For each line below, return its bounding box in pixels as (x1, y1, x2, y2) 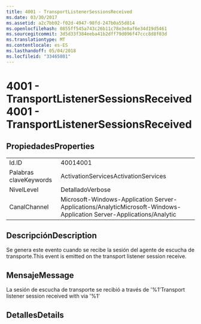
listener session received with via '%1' (6, 292, 100, 300)
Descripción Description (6, 230, 98, 241)
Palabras (9, 168, 34, 176)
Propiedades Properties (6, 142, 95, 152)
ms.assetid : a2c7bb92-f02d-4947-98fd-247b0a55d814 (6, 20, 135, 26)
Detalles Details (6, 310, 65, 320)
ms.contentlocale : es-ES (6, 43, 68, 49)
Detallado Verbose (60, 185, 111, 194)
